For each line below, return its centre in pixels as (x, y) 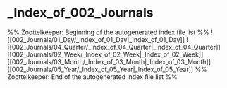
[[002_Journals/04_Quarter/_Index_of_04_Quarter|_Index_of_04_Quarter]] (114, 47)
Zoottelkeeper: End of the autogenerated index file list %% (92, 76)
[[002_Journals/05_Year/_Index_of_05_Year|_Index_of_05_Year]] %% (108, 69)
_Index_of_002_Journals (80, 13)
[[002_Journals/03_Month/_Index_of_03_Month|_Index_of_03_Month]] (109, 61)
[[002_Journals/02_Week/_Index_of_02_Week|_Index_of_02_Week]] (105, 54)
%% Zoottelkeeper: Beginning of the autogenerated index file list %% (109, 32)
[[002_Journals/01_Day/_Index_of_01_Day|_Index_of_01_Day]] (96, 39)
